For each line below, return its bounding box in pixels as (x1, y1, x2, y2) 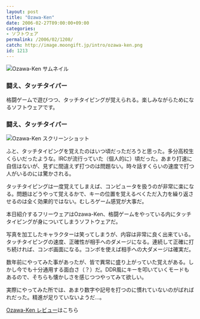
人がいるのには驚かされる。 (6, 170, 75, 177)
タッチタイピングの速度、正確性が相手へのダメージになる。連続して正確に (6, 238, 189, 246)
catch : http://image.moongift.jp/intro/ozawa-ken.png (6, 43, 143, 49)
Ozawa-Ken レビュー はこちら (6, 306, 79, 314)
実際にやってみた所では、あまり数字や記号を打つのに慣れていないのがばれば (6, 286, 194, 294)
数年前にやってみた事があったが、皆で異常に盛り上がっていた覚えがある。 (6, 258, 189, 266)
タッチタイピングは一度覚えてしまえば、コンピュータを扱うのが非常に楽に (6, 183, 189, 190)
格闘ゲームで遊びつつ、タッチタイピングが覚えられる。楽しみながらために (6, 97, 189, 104)
